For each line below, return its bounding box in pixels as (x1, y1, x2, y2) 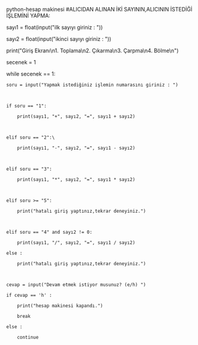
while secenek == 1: (6, 70, 56, 78)
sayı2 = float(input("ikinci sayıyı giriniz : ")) (6, 35, 112, 42)
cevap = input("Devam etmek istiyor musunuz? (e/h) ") (6, 282, 146, 288)
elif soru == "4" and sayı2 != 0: (6, 229, 93, 235)
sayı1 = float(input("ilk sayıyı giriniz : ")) (6, 24, 103, 31)
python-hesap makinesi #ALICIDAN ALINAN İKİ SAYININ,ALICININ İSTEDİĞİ (6, 6, 193, 13)
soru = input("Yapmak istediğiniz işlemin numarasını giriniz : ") (6, 82, 179, 88)
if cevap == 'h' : (6, 292, 52, 298)
